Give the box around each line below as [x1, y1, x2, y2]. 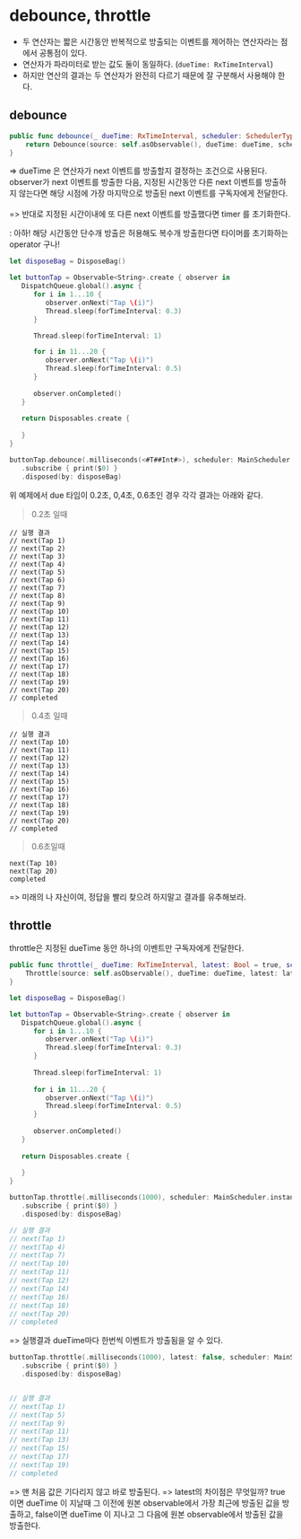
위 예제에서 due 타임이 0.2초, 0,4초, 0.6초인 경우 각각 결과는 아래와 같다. [9, 489, 263, 500]
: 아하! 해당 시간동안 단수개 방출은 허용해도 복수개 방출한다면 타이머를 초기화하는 [9, 228, 289, 239]
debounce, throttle [9, 5, 151, 26]
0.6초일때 [30, 840, 65, 851]
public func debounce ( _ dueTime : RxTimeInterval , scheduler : [9, 131, 243, 140]
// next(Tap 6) [9, 576, 66, 585]
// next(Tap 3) [9, 551, 66, 561]
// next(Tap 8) [9, 591, 66, 600]
